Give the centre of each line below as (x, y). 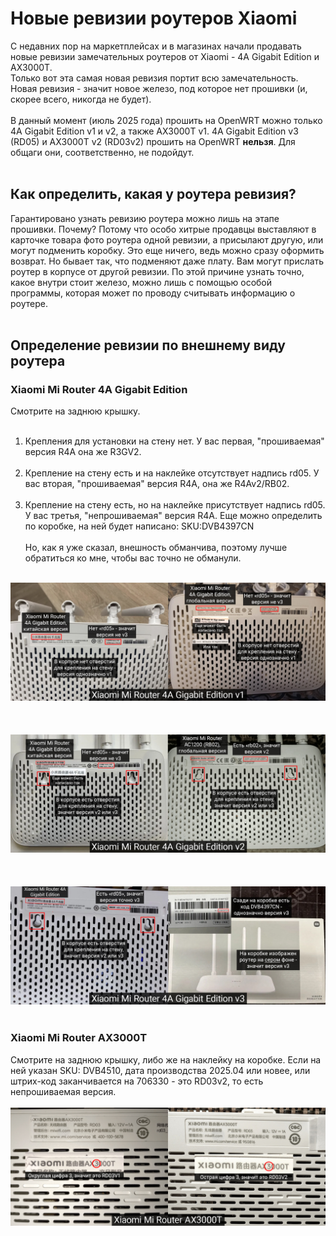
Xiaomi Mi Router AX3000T (79, 1038)
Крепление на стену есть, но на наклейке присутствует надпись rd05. (175, 505)
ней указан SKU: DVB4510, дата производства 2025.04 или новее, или (160, 1070)
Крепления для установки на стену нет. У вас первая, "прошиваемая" (174, 441)
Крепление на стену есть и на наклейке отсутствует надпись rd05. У (172, 473)
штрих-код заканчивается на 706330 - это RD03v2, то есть (137, 1081)
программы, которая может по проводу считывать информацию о (153, 293)
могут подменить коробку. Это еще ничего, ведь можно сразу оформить (167, 250)
